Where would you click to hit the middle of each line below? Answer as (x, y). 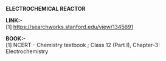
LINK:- (14, 20)
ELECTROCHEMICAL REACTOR (46, 9)
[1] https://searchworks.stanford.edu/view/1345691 (70, 27)
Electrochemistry (27, 51)
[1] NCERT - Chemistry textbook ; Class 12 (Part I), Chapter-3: (83, 45)
